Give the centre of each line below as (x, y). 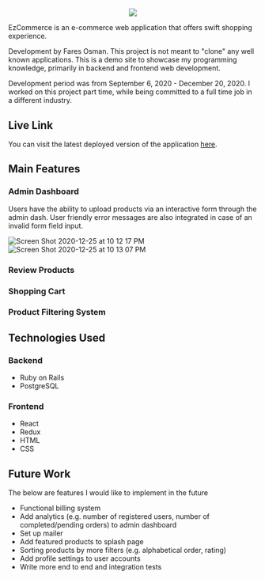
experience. (28, 36)
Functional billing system (60, 508)
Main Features (44, 169)
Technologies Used (57, 337)
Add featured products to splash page (81, 542)
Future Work (40, 473)
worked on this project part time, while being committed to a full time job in (130, 92)
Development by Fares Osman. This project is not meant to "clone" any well (131, 51)
